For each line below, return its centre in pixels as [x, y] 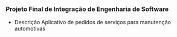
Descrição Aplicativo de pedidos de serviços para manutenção [93, 22]
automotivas [30, 29]
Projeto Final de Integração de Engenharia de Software [87, 9]
